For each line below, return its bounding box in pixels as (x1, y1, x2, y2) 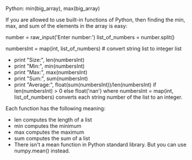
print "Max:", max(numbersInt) (14, 69, 87, 75)
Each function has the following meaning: (5, 105, 106, 112)
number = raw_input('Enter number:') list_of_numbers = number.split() (5, 34, 175, 40)
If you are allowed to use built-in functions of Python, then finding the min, (5, 16, 186, 23)
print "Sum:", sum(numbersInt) (14, 75, 89, 82)
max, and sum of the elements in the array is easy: (5, 23, 127, 29)
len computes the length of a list (14, 116, 92, 123)
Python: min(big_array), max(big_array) (5, 5, 100, 12)
